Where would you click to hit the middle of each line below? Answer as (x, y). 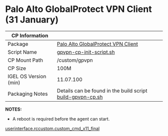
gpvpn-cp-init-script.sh (86, 52)
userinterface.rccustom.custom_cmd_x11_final (52, 129)
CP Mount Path (25, 60)
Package (18, 44)
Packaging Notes (28, 94)
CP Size (17, 68)
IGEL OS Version (27, 76)
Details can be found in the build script (102, 91)
